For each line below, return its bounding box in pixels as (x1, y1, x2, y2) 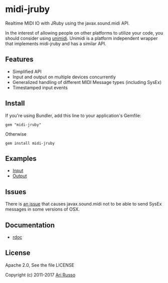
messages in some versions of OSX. (5, 206, 80, 212)
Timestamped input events (12, 84, 68, 90)
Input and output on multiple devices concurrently (12, 74, 116, 80)
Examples (5, 154, 37, 163)
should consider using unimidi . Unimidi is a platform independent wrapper (5, 35, 158, 41)
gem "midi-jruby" (5, 122, 42, 127)
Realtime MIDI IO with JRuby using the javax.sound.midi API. (5, 20, 130, 26)
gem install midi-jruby (5, 141, 55, 146)
